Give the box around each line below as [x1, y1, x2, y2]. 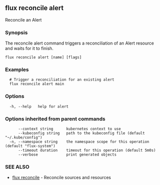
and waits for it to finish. [5, 46, 54, 51]
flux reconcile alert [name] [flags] [5, 55, 82, 60]
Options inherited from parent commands [5, 115, 106, 122]
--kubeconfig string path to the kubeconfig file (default [18, 131, 145, 136]
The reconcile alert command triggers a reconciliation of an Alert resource [5, 40, 154, 46]
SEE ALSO [5, 163, 30, 170]
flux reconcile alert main [9, 82, 64, 87]
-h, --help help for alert [9, 104, 69, 109]
